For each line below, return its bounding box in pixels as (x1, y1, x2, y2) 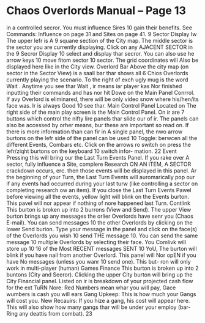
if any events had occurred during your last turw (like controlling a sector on (6, 180, 198, 187)
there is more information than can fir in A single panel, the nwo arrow (6, 128, 183, 135)
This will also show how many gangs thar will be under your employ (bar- (6, 303, 191, 311)
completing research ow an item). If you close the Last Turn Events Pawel (6, 186, 192, 193)
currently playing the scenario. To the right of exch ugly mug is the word (6, 76, 188, 83)
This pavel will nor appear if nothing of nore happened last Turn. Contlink (6, 199, 191, 207)
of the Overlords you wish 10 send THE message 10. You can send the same (6, 232, 198, 239)
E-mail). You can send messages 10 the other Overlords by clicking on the (6, 218, 193, 226)
